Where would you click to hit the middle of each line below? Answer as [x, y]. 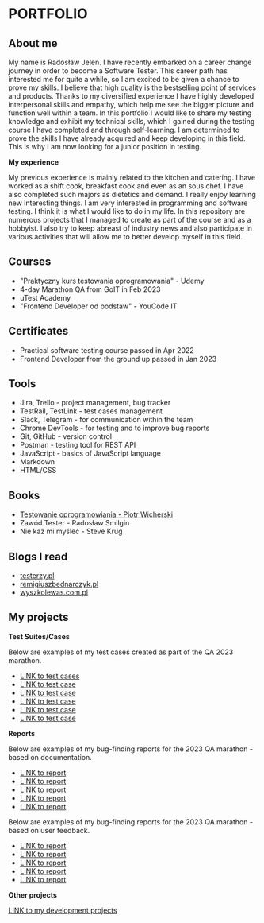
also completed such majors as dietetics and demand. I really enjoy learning [132, 194]
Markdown [37, 462]
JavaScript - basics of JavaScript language [90, 453]
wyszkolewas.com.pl [54, 592]
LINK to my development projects [63, 910]
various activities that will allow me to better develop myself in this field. [126, 237]
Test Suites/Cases [39, 636]
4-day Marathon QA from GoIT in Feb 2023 [90, 289]
